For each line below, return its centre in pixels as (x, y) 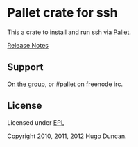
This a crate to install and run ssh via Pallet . (69, 32)
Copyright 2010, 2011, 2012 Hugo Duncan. (67, 136)
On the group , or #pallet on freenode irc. (65, 84)
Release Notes (28, 45)
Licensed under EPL (36, 122)
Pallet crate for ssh (62, 13)
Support (25, 67)
